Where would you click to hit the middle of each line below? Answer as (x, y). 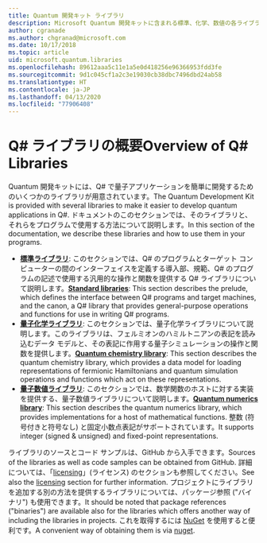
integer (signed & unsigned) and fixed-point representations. (119, 436)
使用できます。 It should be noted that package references (132, 502)
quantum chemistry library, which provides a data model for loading (131, 363)
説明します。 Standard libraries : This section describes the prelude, (137, 289)
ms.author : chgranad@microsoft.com (67, 38)
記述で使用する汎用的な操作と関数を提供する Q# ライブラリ (138, 278)
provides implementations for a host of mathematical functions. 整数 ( (133, 417)
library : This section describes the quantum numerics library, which (131, 408)
